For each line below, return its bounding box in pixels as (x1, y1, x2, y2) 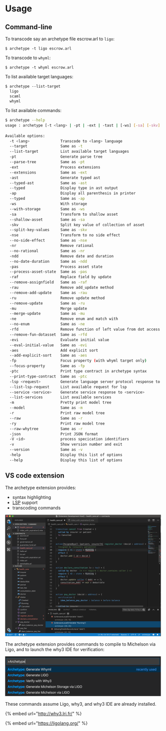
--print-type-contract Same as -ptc (9, 374, 87, 379)
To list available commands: (5, 108, 62, 113)
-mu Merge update (9, 306, 87, 311)
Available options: (5, 133, 45, 138)
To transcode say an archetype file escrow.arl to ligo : (5, 36, 115, 42)
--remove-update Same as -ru (9, 301, 85, 305)
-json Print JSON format (9, 431, 98, 436)
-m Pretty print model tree (9, 400, 112, 405)
